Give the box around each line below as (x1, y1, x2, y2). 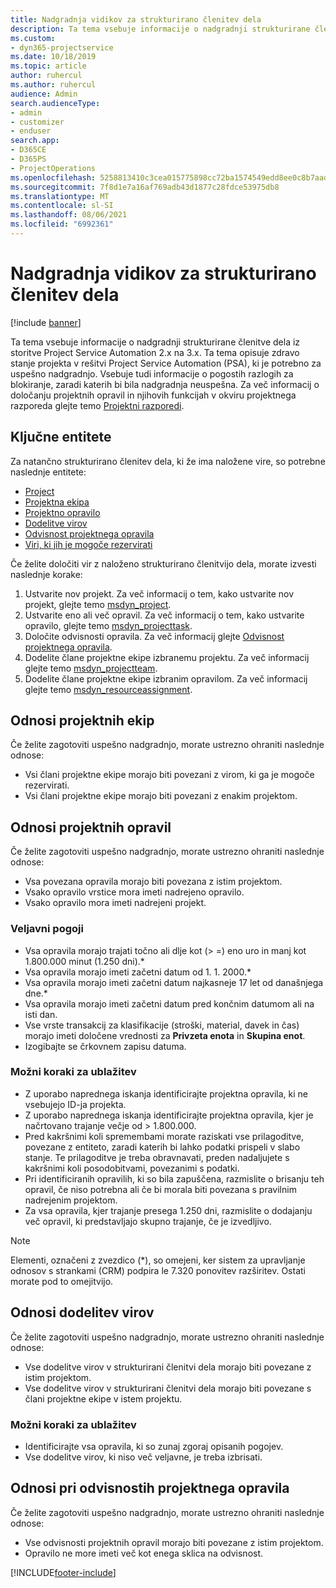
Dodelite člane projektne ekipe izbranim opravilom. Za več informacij (24, 672, 308, 685)
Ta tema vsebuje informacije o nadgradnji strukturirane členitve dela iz (10, 336, 301, 348)
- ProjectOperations (10, 163, 97, 173)
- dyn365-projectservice (10, 42, 114, 53)
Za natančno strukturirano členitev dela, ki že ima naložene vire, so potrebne (10, 455, 326, 467)
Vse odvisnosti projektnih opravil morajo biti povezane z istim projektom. (24, 1536, 324, 1548)
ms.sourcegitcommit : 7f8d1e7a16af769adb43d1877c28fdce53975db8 (10, 182, 280, 192)
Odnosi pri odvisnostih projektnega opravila (10, 1480, 290, 1497)
